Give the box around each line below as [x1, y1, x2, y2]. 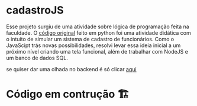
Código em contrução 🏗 [6, 88, 130, 101]
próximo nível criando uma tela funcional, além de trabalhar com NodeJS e [6, 48, 188, 55]
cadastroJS [6, 4, 64, 17]
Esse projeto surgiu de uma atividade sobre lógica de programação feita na [6, 23, 189, 30]
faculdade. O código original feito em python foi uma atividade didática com [6, 29, 191, 36]
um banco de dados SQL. [6, 54, 68, 61]
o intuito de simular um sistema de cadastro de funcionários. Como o [6, 35, 175, 42]
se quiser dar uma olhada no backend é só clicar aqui [6, 65, 137, 72]
